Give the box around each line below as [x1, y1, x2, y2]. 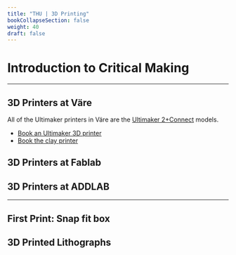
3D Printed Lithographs [7, 236, 111, 248]
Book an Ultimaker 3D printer [17, 129, 102, 137]
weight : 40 [7, 23, 39, 30]
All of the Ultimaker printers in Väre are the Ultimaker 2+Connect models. [7, 115, 219, 124]
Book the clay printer [17, 136, 79, 145]
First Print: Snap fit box [7, 212, 110, 225]
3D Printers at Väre [7, 96, 93, 109]
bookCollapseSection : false [7, 17, 90, 24]
